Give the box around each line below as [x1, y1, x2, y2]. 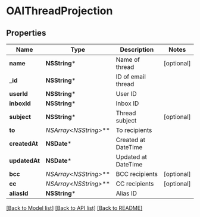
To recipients [115, 126, 152, 134]
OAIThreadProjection [6, 4, 113, 18]
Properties [6, 28, 46, 38]
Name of [115, 55, 140, 64]
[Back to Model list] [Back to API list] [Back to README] [6, 205, 143, 212]
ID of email [115, 73, 146, 81]
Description [120, 46, 154, 54]
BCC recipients [115, 170, 158, 178]
